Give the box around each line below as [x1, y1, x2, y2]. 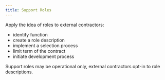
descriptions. [5, 69, 33, 75]
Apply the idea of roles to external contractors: [5, 22, 104, 28]
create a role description [12, 37, 65, 43]
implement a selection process [12, 42, 78, 49]
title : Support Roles [5, 7, 52, 13]
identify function [12, 31, 48, 37]
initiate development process [12, 53, 75, 59]
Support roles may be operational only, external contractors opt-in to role [5, 63, 160, 69]
